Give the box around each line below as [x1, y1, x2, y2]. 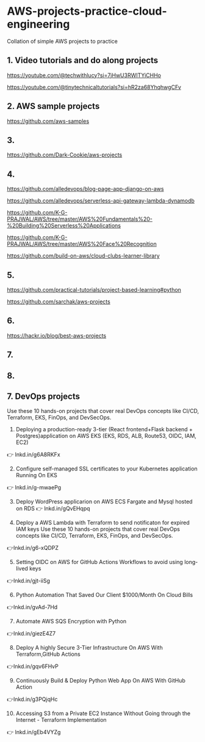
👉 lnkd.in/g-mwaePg [7, 484, 62, 491]
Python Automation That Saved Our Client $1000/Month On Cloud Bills [15, 592, 193, 599]
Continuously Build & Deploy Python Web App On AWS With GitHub [15, 677, 185, 684]
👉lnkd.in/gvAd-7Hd [7, 604, 58, 611]
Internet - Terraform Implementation [15, 716, 107, 724]
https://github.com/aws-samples [7, 117, 90, 125]
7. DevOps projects [7, 391, 80, 401]
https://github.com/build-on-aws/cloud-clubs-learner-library [7, 252, 160, 259]
